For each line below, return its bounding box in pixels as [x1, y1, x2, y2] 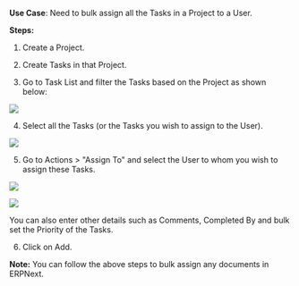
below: [21, 87, 47, 97]
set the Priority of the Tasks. [9, 224, 114, 235]
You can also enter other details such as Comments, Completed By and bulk [9, 214, 290, 225]
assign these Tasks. [21, 164, 96, 174]
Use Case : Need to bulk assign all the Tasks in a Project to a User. [9, 8, 252, 18]
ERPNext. [9, 268, 45, 279]
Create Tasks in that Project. [21, 60, 127, 70]
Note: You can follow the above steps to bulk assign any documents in [9, 259, 269, 269]
